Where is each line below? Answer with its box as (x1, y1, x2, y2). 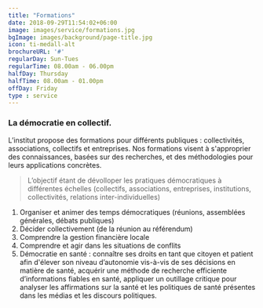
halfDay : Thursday (8, 70, 68, 78)
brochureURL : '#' (8, 48, 65, 56)
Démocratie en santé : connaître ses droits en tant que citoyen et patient (19, 248, 254, 259)
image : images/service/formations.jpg (8, 26, 135, 34)
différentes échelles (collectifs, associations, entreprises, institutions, (27, 183, 251, 193)
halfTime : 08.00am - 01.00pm (8, 77, 104, 85)
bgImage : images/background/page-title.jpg (8, 33, 153, 42)
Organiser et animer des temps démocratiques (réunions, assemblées (19, 207, 246, 216)
